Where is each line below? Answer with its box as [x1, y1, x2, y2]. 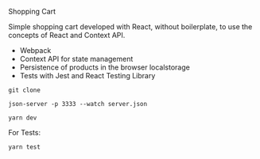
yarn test [8, 143, 41, 151]
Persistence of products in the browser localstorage [19, 62, 191, 72]
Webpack [19, 46, 52, 55]
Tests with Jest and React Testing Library [19, 71, 156, 80]
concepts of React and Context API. [8, 31, 126, 40]
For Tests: [8, 128, 41, 137]
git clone [8, 86, 41, 94]
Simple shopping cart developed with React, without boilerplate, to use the [8, 22, 253, 31]
